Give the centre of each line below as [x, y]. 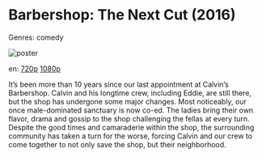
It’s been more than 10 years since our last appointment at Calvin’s [118, 84]
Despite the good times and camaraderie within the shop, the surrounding [131, 127]
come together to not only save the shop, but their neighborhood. [117, 144]
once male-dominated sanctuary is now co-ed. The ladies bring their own [131, 110]
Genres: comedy [36, 37]
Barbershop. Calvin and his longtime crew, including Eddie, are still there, [130, 93]
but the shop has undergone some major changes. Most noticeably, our [127, 101]
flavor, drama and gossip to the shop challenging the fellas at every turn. [129, 118]
